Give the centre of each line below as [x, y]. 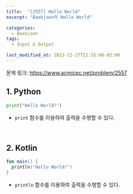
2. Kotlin [22, 148]
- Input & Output [33, 44]
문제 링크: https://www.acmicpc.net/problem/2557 [67, 72]
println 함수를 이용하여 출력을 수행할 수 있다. [67, 185]
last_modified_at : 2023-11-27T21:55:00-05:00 [63, 55]
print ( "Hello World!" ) [34, 105]
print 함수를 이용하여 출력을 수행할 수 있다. [65, 117]
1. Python [24, 92]
